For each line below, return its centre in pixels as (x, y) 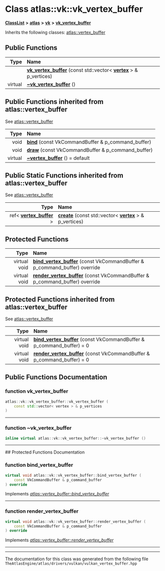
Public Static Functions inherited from (64, 175)
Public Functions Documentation (56, 377)
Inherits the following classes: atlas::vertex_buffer (55, 32)
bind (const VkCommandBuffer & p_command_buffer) (89, 142)
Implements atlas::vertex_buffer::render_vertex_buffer (59, 540)
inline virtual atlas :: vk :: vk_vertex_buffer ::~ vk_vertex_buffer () (76, 438)
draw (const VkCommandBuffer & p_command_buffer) (90, 150)
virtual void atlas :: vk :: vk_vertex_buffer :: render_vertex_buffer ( (76, 522)
